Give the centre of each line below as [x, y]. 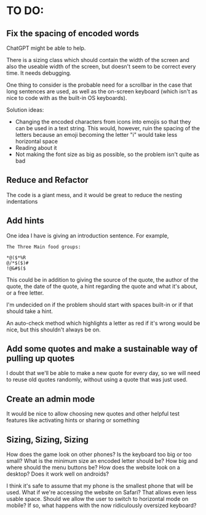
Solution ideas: [25, 110]
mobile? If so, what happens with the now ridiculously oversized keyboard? [101, 505]
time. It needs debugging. [39, 73]
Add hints [25, 221]
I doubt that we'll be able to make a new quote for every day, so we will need [103, 373]
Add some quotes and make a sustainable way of [102, 349]
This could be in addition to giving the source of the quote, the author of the [102, 279]
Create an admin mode [51, 399]
